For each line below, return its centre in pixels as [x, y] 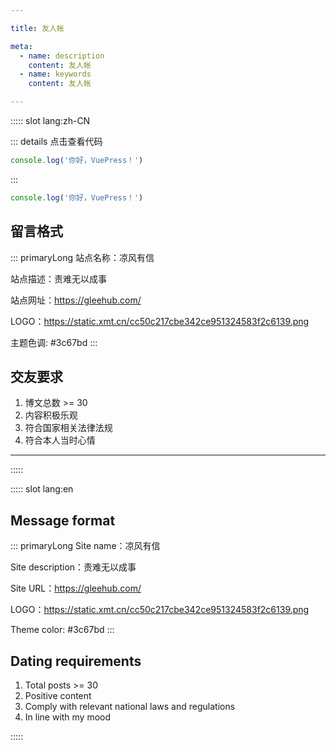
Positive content [58, 695]
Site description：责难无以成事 [73, 567]
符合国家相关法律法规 [68, 428]
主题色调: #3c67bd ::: [54, 342]
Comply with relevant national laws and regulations [130, 706]
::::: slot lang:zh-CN [50, 120]
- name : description [62, 56]
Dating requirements [76, 661]
